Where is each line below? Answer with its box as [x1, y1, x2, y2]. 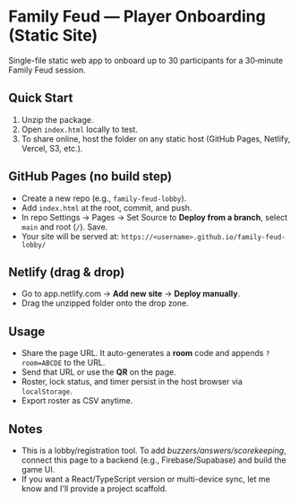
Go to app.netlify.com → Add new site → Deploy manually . [21, 289, 241, 299]
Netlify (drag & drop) [8, 265, 125, 280]
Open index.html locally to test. [21, 124, 138, 134]
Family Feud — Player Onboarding [8, 6, 266, 27]
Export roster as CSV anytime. [21, 395, 133, 406]
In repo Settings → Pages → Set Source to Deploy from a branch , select [21, 212, 288, 222]
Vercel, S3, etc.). [21, 143, 83, 153]
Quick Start [8, 91, 73, 106]
